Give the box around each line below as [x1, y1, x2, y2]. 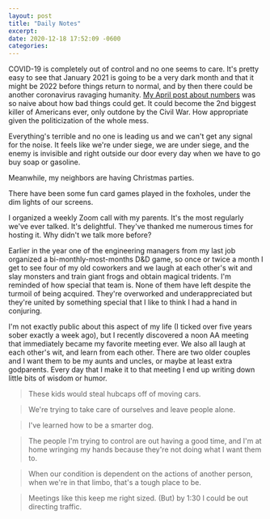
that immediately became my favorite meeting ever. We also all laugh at [8, 339, 246, 349]
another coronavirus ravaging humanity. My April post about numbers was [8, 90, 256, 100]
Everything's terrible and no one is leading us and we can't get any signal [8, 131, 253, 142]
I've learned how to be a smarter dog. [27, 420, 154, 430]
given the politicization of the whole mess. [8, 116, 150, 125]
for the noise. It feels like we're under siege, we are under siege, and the [8, 140, 250, 150]
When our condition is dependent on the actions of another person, [27, 469, 253, 479]
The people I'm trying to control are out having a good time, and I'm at [27, 436, 262, 446]
